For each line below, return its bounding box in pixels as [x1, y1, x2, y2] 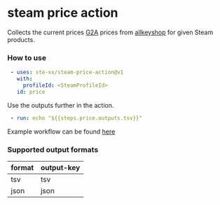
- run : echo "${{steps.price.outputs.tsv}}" [10, 114, 142, 122]
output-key [41, 162, 81, 172]
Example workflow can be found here [7, 127, 116, 136]
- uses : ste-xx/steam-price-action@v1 [10, 69, 124, 76]
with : [16, 76, 33, 83]
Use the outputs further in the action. [7, 101, 114, 109]
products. [7, 35, 35, 43]
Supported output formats [7, 145, 99, 155]
